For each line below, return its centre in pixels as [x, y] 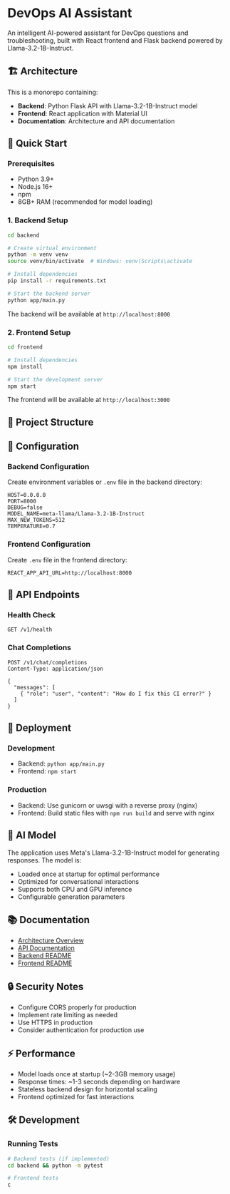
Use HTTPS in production [55, 1023]
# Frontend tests [33, 1178]
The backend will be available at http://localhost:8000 [89, 314]
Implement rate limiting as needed [68, 1015]
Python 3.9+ [36, 179]
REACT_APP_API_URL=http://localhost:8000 [70, 573]
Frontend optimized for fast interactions [76, 1097]
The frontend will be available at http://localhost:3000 [89, 400]
